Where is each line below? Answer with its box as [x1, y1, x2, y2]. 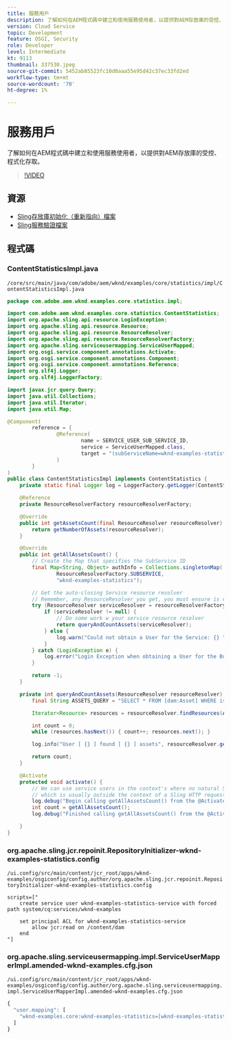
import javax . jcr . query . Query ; [7, 387, 97, 394]
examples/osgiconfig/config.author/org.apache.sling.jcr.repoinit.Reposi [7, 876, 223, 883]
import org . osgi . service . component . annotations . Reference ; [7, 361, 180, 368]
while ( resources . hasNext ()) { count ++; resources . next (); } [32, 729, 211, 736]
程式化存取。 [7, 158, 43, 166]
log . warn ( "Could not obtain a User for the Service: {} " [56, 634, 226, 641]
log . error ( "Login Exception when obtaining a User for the [43, 653, 217, 661]
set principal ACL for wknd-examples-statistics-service [19, 918, 186, 925]
